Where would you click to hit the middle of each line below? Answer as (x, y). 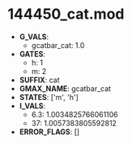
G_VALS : (34, 37)
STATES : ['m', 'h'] (49, 97)
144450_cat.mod (66, 14)
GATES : (32, 54)
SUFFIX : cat (39, 80)
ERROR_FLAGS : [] (49, 132)
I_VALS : (32, 106)
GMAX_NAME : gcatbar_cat (65, 88)
